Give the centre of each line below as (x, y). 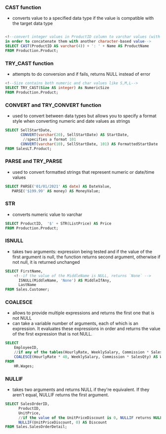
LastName (27, 285)
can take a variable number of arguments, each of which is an (75, 324)
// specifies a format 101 (50, 139)
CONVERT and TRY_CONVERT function (53, 105)
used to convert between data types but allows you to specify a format (84, 116)
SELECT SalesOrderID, (27, 404)
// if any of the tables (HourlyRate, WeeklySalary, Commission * (82, 352)
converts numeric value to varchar (47, 214)
